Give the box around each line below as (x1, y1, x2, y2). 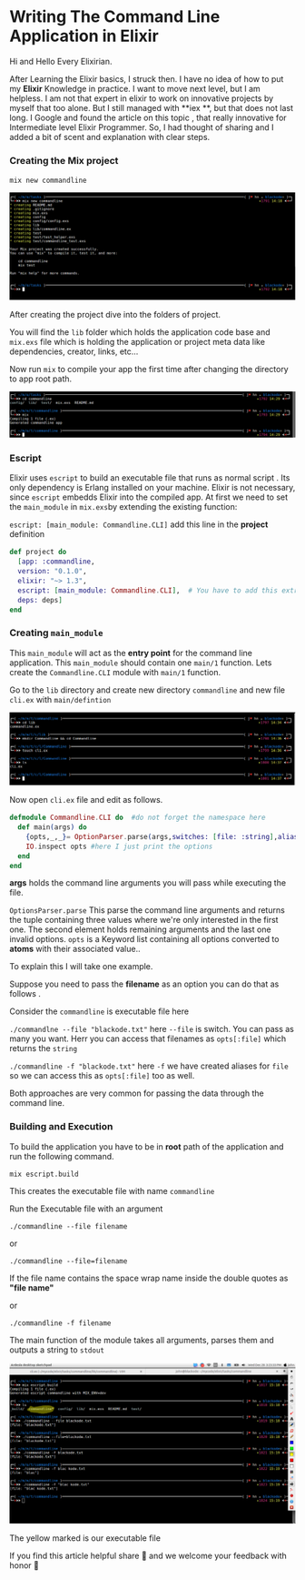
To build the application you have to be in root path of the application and (9, 1140, 284, 1152)
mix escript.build (9, 1170, 79, 1179)
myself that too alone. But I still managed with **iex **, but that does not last (9, 102, 293, 113)
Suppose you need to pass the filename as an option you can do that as (9, 978, 280, 989)
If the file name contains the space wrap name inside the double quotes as (9, 1272, 289, 1283)
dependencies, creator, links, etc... (9, 346, 139, 357)
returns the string (9, 1043, 78, 1054)
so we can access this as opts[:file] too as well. (9, 1070, 195, 1081)
